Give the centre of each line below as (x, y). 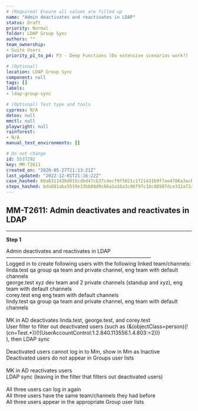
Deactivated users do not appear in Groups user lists (70, 358)
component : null (26, 77)
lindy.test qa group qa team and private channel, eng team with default (92, 301)
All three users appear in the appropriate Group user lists (75, 402)
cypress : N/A (22, 110)
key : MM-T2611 (24, 164)
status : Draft (24, 22)
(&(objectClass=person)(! (157, 326)
